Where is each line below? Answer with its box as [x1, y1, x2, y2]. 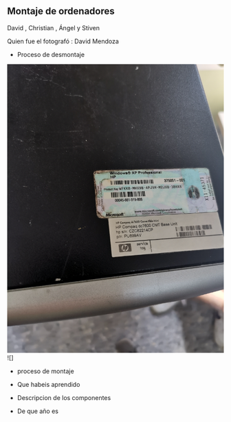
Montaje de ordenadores [7, 5, 115, 17]
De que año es [16, 407, 58, 415]
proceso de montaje [16, 367, 74, 375]
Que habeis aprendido [16, 380, 80, 388]
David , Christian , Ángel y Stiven [7, 23, 100, 32]
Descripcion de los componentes [16, 393, 111, 401]
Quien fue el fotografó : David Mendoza [7, 37, 119, 45]
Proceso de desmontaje [16, 50, 85, 58]
